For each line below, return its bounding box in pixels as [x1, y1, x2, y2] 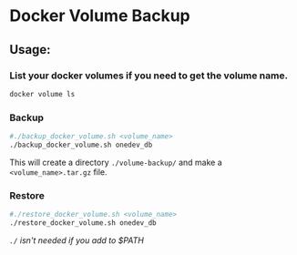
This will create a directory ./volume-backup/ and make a [9, 157, 223, 168]
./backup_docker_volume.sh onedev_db [9, 140, 153, 149]
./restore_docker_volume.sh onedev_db [9, 218, 157, 228]
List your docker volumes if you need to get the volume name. [9, 69, 289, 82]
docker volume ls [9, 89, 76, 98]
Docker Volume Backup [9, 5, 191, 26]
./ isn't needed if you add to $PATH [9, 234, 144, 246]
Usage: [9, 42, 52, 57]
